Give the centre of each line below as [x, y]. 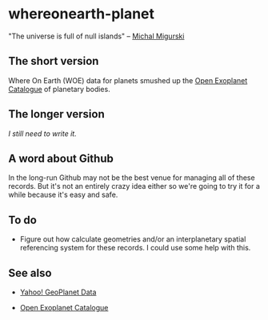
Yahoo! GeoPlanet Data [58, 292]
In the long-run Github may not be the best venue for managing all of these [132, 178]
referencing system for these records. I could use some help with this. [135, 248]
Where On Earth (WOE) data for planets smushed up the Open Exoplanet [128, 80]
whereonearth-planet [81, 14]
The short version [54, 61]
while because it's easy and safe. [63, 195]
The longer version [57, 114]
